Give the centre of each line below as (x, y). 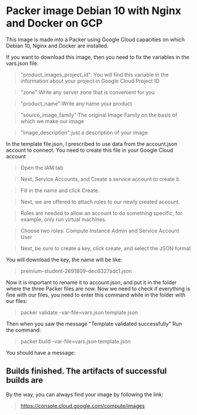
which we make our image (52, 121)
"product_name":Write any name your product (76, 103)
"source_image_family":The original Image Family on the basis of (99, 115)
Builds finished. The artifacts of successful (86, 371)
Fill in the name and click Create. (60, 190)
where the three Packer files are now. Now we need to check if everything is (98, 288)
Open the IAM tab (42, 168)
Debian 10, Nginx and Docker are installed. (57, 46)
